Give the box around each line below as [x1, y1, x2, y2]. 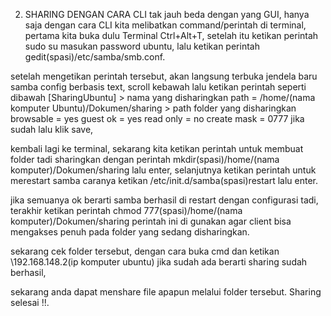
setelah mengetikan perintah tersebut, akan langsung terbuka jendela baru [10, 70, 318, 82]
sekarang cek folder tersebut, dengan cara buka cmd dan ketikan [10, 245, 280, 257]
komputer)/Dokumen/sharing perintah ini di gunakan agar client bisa [10, 215, 292, 227]
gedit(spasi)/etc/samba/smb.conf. [24, 51, 166, 63]
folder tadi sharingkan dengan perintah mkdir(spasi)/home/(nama [10, 154, 280, 165]
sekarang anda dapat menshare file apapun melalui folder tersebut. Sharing [10, 286, 322, 298]
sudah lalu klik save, [10, 124, 94, 135]
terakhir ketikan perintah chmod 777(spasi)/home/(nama [10, 205, 243, 216]
